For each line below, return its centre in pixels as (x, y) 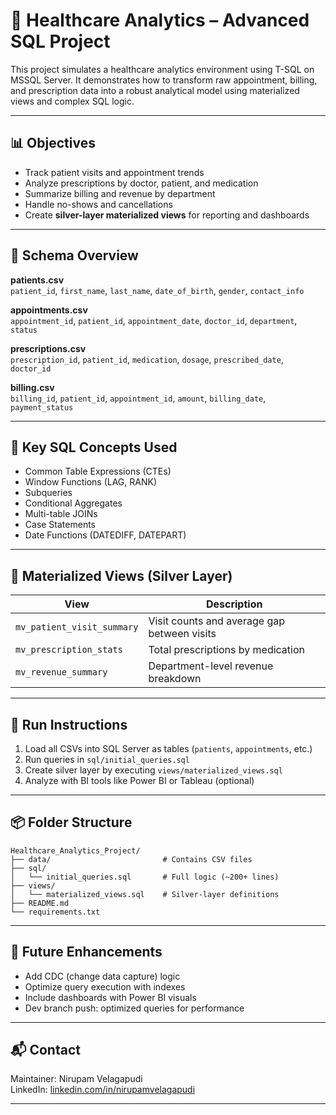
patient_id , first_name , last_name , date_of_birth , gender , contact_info (157, 290)
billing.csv (32, 387)
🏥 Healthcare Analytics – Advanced (160, 20)
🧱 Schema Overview (74, 255)
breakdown (175, 679)
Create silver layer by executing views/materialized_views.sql (153, 770)
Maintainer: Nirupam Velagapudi (76, 1079)
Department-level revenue (211, 666)
